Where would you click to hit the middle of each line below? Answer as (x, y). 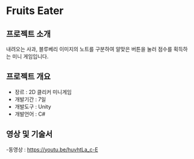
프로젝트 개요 (29, 77)
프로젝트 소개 (29, 34)
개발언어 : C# (30, 114)
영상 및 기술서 (29, 134)
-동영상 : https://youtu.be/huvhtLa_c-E (52, 149)
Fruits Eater (35, 11)
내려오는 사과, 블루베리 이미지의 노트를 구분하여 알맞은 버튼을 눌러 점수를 (89, 49)
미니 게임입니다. (30, 56)
